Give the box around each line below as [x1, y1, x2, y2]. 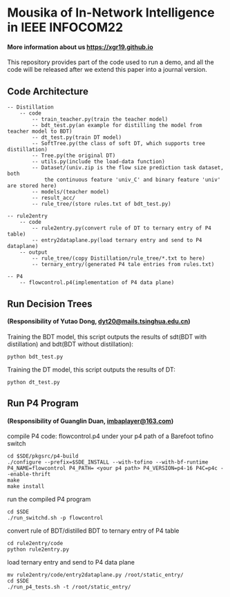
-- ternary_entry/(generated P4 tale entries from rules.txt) [32, 261, 215, 268]
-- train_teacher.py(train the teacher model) [32, 116, 169, 123]
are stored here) [7, 182, 57, 189]
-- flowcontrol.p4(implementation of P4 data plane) [19, 279, 175, 286]
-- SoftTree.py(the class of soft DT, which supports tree [32, 140, 206, 147]
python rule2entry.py [7, 546, 70, 553]
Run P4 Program [7, 397, 79, 409]
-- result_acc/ [32, 195, 76, 202]
